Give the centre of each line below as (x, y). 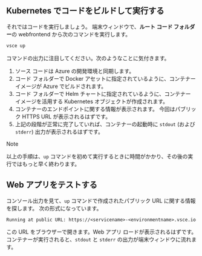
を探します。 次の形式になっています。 (54, 208)
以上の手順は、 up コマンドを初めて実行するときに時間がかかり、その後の (97, 156)
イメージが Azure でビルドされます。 (61, 86)
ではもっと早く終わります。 (46, 164)
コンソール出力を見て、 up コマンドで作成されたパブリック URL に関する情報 (101, 200)
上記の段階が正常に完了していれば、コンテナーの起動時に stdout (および (105, 124)
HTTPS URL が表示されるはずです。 (66, 116)
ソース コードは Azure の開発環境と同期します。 (75, 71)
